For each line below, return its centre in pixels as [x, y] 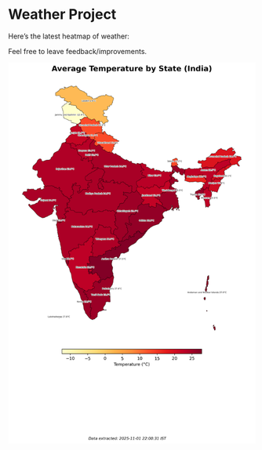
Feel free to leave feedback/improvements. [78, 51]
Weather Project [62, 15]
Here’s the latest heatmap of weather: [69, 36]
